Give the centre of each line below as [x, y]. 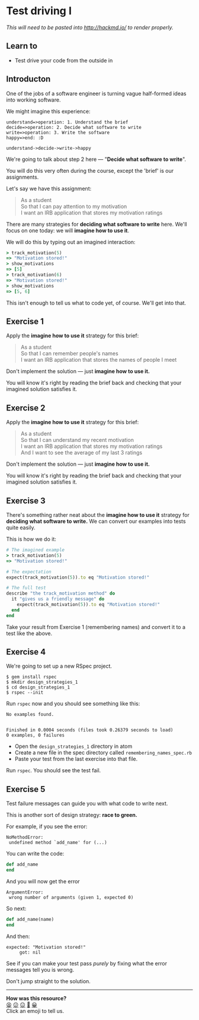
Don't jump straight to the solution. [48, 981]
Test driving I [39, 11]
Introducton [28, 79]
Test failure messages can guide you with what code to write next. [87, 804]
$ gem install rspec [32, 677]
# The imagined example [36, 550]
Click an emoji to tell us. [35, 1010]
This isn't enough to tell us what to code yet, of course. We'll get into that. [96, 303]
